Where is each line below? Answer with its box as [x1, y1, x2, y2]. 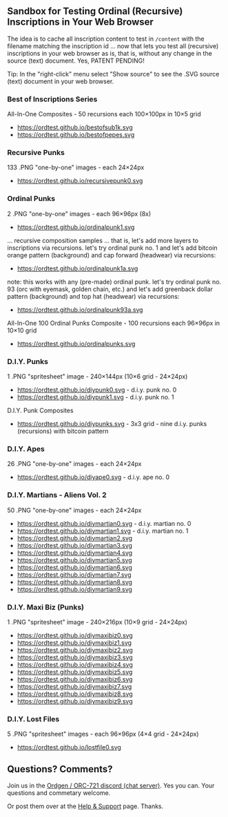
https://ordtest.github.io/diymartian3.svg [17, 541, 133, 549]
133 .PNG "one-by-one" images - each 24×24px [7, 163, 145, 171]
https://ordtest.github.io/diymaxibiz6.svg [17, 675, 133, 683]
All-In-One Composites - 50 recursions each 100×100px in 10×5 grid [7, 110, 201, 118]
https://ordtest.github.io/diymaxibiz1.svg [17, 638, 132, 646]
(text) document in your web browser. [7, 77, 114, 85]
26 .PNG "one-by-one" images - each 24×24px [7, 460, 143, 468]
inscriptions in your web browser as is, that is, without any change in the [7, 49, 212, 57]
